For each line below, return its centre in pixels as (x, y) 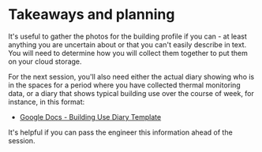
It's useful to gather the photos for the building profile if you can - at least (127, 36)
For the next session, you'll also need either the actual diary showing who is (131, 76)
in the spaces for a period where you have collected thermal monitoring (124, 85)
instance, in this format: (47, 102)
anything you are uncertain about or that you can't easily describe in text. (127, 44)
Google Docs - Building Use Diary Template (90, 117)
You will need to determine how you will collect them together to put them (128, 53)
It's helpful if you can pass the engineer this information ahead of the (120, 132)
